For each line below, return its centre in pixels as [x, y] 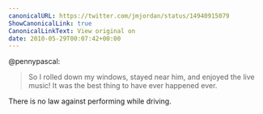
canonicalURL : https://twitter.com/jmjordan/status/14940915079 [119, 16]
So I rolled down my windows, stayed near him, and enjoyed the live [141, 77]
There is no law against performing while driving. [90, 101]
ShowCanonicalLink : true [50, 23]
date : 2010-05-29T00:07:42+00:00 [65, 38]
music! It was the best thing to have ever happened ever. [123, 86]
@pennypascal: [34, 61]
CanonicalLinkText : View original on [72, 31]
